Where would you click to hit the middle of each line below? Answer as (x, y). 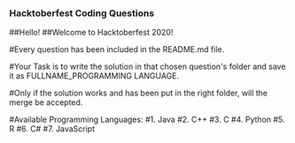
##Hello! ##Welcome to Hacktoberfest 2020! (91, 33)
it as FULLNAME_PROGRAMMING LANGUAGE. (94, 76)
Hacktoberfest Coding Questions (82, 13)
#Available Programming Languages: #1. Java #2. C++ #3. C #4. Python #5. (147, 120)
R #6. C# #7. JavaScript (52, 129)
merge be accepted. (46, 102)
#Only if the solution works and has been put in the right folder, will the (139, 93)
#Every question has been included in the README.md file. (117, 49)
